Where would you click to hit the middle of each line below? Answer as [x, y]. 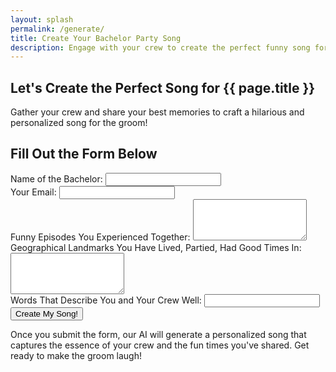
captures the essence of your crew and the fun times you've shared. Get [160, 345]
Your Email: [33, 192]
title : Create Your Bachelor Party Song [96, 38]
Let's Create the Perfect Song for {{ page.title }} [163, 87]
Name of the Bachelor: [56, 178]
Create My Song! [47, 313]
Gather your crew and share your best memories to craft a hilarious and [157, 112]
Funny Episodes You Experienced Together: [100, 237]
